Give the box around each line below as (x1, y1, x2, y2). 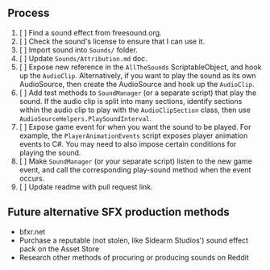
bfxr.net (19, 226, 46, 236)
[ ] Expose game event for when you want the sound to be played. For (19, 122, 251, 131)
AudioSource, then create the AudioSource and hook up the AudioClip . (19, 79, 255, 89)
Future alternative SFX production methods (7, 206, 231, 219)
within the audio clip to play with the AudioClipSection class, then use (19, 105, 251, 114)
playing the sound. (19, 147, 81, 157)
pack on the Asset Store (19, 243, 100, 253)
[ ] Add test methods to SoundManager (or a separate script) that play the (19, 88, 257, 98)
